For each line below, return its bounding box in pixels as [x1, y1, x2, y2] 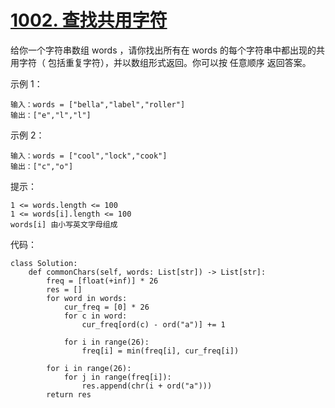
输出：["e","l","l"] [10, 110, 92, 120]
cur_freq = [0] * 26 [63, 302, 150, 312]
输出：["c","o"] [10, 161, 74, 171]
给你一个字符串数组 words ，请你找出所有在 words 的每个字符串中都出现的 [10, 44, 317, 56]
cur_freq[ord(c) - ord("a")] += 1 [81, 319, 226, 330]
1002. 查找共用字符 [10, 9, 168, 32]
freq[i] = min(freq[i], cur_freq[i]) [81, 346, 240, 356]
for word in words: [46, 293, 128, 303]
